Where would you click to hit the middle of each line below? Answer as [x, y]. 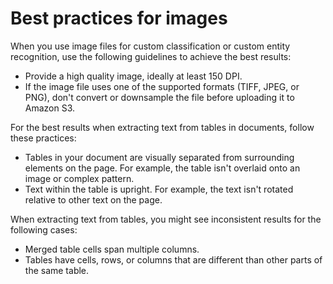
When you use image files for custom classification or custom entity [150, 46]
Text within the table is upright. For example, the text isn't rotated [159, 189]
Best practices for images [119, 18]
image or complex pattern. [79, 178]
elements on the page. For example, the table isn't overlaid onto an [162, 168]
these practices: [43, 138]
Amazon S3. [50, 108]
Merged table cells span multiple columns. [112, 249]
